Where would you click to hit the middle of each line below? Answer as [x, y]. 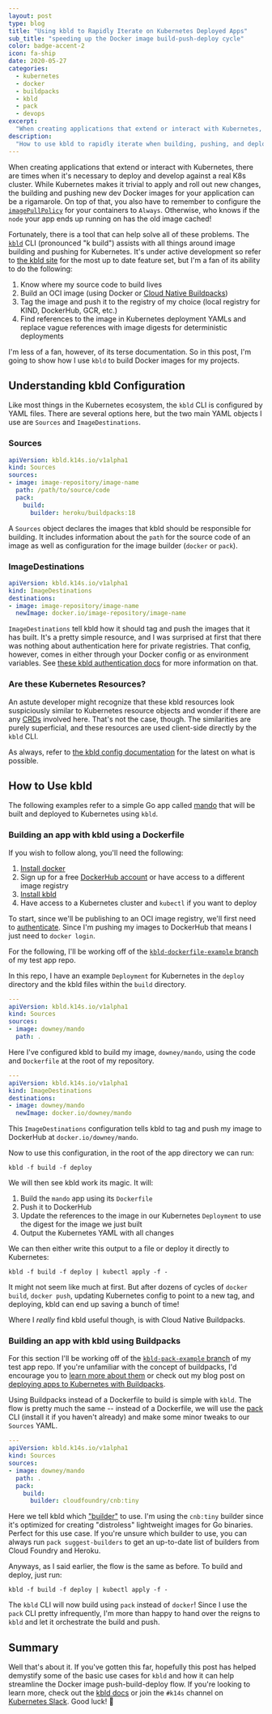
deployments [42, 336]
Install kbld [38, 894]
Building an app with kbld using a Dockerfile [96, 835]
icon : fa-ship [32, 53]
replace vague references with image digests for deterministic [124, 327]
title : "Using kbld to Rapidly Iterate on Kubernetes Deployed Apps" [128, 31]
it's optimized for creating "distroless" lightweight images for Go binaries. [131, 1525]
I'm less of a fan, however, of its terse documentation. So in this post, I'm [130, 351]
